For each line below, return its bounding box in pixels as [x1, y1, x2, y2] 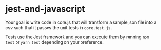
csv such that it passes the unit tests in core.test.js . [5, 24, 112, 30]
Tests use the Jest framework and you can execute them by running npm [5, 34, 149, 40]
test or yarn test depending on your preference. [5, 39, 104, 45]
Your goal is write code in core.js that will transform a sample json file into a [5, 19, 157, 25]
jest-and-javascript [5, 3, 85, 15]
